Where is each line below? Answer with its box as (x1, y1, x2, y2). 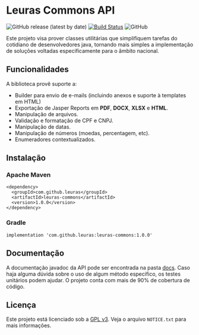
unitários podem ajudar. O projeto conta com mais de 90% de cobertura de (6, 276, 190, 283)
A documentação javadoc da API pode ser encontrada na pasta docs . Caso (6, 264, 190, 271)
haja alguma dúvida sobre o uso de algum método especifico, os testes (6, 270, 181, 277)
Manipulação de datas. (14, 123, 71, 130)
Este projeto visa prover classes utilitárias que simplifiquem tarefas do (6, 34, 178, 42)
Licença (6, 300, 37, 310)
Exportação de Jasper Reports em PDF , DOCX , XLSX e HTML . (14, 104, 168, 111)
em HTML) (14, 98, 42, 105)
